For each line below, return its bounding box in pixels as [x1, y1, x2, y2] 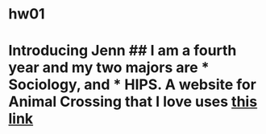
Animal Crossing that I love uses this [8, 93, 258, 111]
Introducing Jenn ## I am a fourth [8, 42, 237, 60]
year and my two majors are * [8, 59, 210, 77]
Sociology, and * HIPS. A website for [8, 75, 256, 94]
